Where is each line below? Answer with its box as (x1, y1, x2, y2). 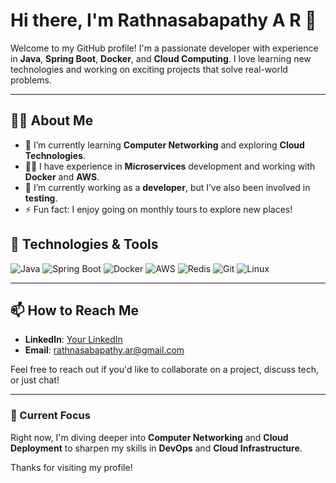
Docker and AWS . (24, 170, 100, 183)
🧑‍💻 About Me (10, 112, 94, 129)
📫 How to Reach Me (10, 302, 139, 319)
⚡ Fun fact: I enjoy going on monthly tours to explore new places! (24, 203, 293, 215)
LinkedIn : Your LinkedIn (24, 334, 123, 346)
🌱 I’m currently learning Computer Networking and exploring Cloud (24, 139, 305, 151)
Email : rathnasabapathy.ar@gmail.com (24, 344, 185, 356)
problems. (10, 74, 52, 86)
